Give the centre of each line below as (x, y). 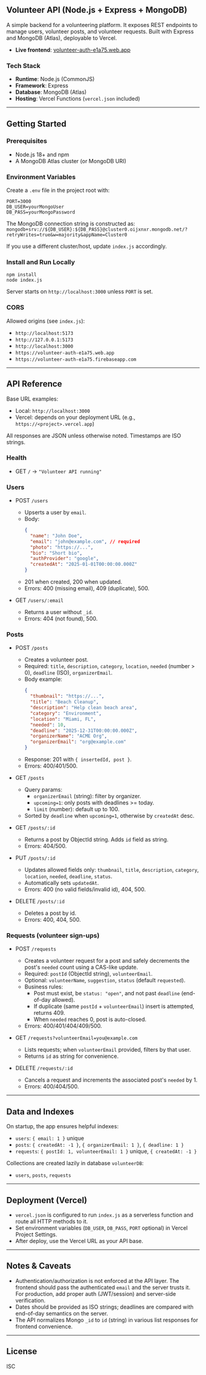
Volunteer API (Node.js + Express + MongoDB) (97, 10)
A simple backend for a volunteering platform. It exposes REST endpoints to (102, 25)
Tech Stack (24, 66)
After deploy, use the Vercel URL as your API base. (79, 1241)
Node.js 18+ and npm (42, 154)
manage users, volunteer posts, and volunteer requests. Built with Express (100, 31)
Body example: (43, 679)
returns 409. (49, 1013)
